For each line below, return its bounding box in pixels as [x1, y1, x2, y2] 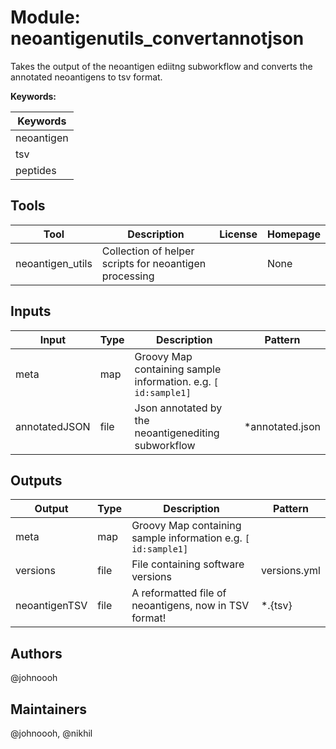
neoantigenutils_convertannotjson [10, 27, 305, 50]
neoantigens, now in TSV [131, 599, 250, 613]
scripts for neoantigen [101, 256, 207, 270]
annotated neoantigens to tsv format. [10, 71, 163, 83]
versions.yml [260, 564, 321, 578]
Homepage [266, 227, 321, 241]
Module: [10, 6, 81, 29]
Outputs [10, 472, 63, 489]
